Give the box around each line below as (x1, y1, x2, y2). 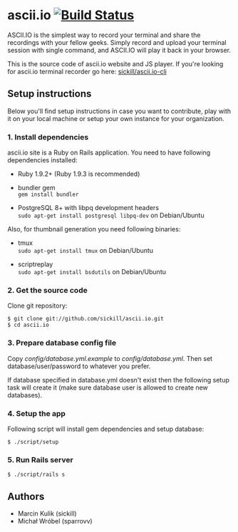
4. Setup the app (7, 408, 66, 418)
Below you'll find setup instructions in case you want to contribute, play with (7, 107, 232, 115)
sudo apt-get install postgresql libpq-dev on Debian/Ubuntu (17, 211, 205, 220)
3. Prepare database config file (7, 338, 117, 348)
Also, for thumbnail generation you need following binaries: (7, 225, 181, 234)
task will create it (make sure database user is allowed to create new (7, 383, 208, 392)
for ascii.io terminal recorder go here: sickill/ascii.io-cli (7, 67, 167, 75)
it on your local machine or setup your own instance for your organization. (7, 114, 224, 122)
